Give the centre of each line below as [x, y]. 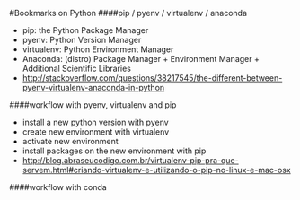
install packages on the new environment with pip [114, 151]
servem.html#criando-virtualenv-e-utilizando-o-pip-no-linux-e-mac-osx [156, 170]
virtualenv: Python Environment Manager [98, 49]
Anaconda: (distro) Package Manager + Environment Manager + [141, 59]
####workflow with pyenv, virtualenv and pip [93, 105]
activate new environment [70, 141]
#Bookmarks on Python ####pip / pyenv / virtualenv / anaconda [128, 13]
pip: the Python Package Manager [85, 30]
